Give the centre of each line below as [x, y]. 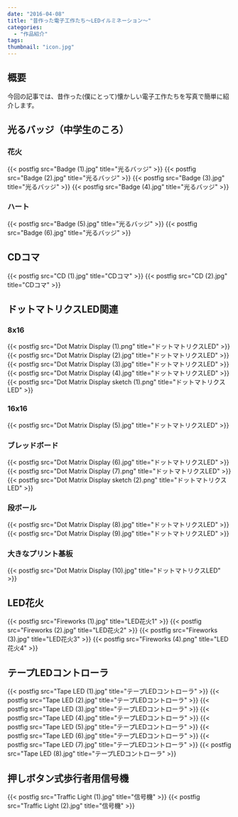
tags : [15, 41]
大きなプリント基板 [40, 554]
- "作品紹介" [31, 34]
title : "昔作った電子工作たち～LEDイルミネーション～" [79, 21]
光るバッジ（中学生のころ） [68, 130]
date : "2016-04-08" [36, 14]
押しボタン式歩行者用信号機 [68, 778]
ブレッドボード [33, 445]
